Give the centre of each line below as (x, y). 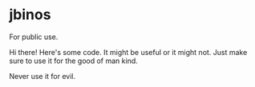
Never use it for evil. (42, 76)
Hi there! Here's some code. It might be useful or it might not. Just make (128, 52)
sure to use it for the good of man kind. (74, 61)
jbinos (30, 15)
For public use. (34, 37)
